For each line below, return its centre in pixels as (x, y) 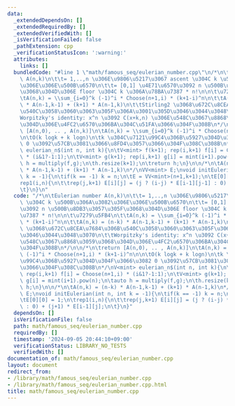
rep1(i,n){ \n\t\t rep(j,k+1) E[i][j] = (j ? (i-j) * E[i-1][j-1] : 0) (123, 183)
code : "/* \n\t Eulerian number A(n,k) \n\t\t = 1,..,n (91, 196)
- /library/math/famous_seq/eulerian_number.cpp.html (87, 385)
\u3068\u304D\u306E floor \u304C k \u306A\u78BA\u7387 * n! (109, 92)
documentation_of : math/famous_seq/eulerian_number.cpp (90, 359)
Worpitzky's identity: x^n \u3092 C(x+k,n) (84, 118)
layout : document (33, 365)
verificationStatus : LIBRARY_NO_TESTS (70, 346)
